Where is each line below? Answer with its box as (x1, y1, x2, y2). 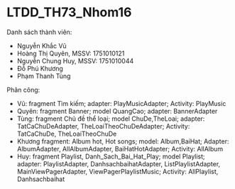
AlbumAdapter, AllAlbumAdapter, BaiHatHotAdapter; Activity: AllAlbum (16, 144, 224, 153)
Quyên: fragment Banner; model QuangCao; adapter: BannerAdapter (16, 107, 218, 115)
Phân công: (6, 85, 40, 94)
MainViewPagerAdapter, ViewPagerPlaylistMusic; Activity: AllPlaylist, (16, 167, 219, 175)
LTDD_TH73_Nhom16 (6, 4, 132, 21)
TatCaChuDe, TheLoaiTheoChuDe (16, 129, 117, 138)
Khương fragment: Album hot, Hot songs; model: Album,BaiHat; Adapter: (16, 136, 229, 146)
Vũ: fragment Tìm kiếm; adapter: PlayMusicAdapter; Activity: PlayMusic (16, 99, 226, 107)
